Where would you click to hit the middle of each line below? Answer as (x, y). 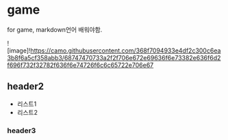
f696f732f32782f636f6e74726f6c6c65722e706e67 (80, 65)
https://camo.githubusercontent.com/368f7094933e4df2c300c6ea (126, 51)
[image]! (19, 51)
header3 (22, 130)
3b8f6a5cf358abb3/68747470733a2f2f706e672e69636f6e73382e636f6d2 (114, 57)
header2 (26, 86)
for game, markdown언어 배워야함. (55, 29)
